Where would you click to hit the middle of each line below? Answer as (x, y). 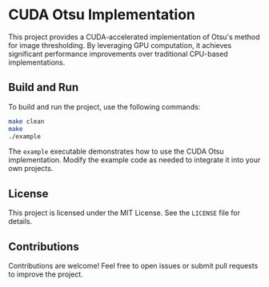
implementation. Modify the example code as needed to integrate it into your (134, 160)
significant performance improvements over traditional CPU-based (118, 54)
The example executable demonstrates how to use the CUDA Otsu (116, 151)
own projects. (31, 169)
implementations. (37, 62)
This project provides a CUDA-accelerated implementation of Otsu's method (134, 37)
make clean (26, 122)
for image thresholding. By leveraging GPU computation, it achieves (120, 45)
